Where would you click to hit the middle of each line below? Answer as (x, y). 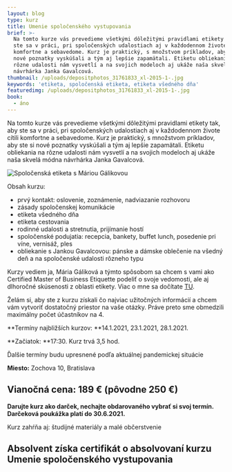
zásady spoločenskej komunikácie (66, 207)
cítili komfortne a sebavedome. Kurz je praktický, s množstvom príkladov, (111, 137)
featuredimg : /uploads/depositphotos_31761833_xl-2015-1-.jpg (98, 90)
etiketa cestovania (43, 222)
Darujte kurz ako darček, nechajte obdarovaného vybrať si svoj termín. (110, 406)
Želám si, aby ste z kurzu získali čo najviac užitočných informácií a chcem (112, 299)
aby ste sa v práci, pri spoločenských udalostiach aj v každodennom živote (114, 130)
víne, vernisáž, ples (45, 244)
